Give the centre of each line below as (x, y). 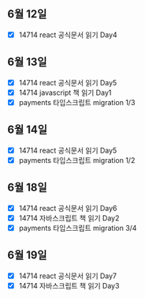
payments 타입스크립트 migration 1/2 (77, 160)
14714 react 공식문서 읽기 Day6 (68, 208)
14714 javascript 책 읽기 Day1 (65, 92)
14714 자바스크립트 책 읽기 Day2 (69, 218)
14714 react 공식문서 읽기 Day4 (68, 35)
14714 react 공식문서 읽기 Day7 (68, 276)
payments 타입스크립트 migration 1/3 (77, 102)
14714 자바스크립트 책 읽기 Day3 (69, 285)
